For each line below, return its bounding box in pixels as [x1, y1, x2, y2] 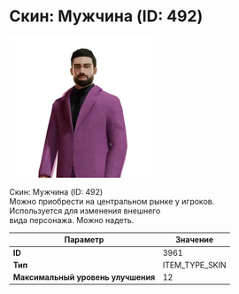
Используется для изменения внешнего [9, 205, 161, 216]
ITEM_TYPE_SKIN [162, 259, 227, 270]
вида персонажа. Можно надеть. [9, 214, 135, 225]
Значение [175, 235, 214, 245]
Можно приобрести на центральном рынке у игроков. [9, 196, 215, 206]
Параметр [64, 235, 104, 245]
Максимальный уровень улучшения [12, 272, 156, 282]
